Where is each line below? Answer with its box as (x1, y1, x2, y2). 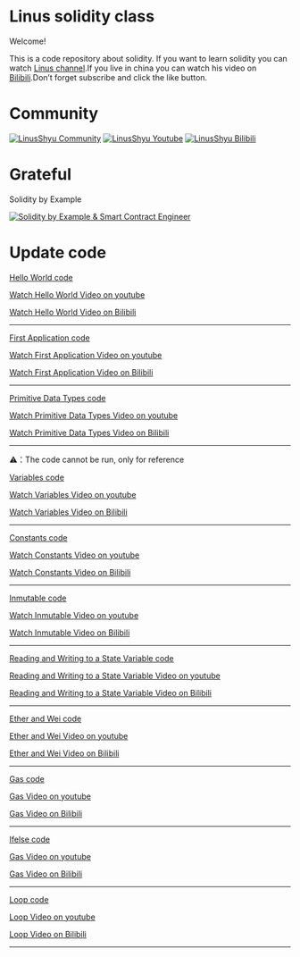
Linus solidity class (9, 6, 154, 27)
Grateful (9, 164, 72, 185)
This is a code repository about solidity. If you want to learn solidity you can (9, 53, 287, 63)
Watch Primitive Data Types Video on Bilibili (9, 427, 170, 438)
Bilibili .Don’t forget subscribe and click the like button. (9, 71, 208, 82)
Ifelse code (9, 834, 51, 844)
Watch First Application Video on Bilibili (9, 366, 154, 377)
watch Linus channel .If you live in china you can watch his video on (9, 63, 257, 73)
